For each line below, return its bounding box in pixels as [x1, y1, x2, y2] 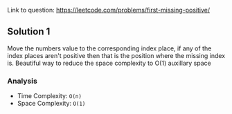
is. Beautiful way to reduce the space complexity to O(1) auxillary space [7, 59, 211, 67]
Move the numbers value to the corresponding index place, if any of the [7, 44, 212, 53]
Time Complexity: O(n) [17, 92, 82, 100]
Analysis [7, 76, 38, 86]
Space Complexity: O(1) [17, 99, 86, 108]
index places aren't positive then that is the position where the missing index [7, 51, 226, 59]
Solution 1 [7, 26, 51, 37]
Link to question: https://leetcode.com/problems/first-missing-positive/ [7, 6, 210, 14]
